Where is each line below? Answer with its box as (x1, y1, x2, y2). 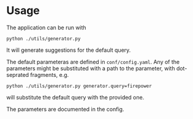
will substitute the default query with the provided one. (6, 93, 145, 101)
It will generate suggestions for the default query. (6, 46, 131, 54)
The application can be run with (6, 24, 87, 31)
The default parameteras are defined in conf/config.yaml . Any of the (6, 58, 180, 65)
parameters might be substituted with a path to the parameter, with (6, 65, 175, 72)
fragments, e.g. (30, 71, 69, 78)
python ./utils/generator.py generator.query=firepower (6, 83, 152, 89)
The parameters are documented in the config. (6, 105, 124, 113)
